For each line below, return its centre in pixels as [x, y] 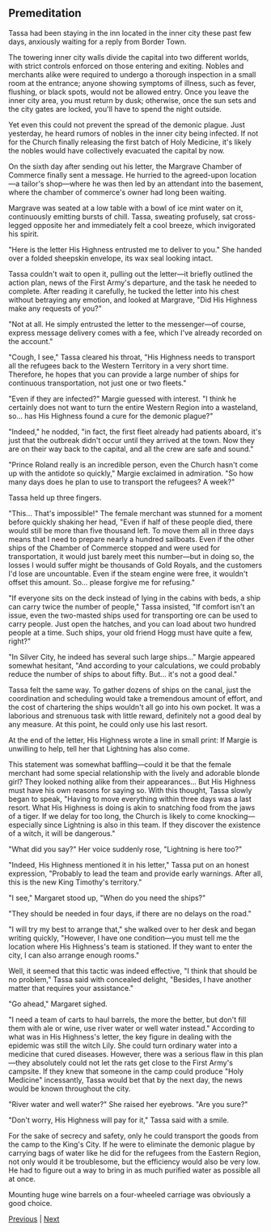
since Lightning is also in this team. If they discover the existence [152, 825]
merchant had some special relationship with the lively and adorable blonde [134, 773]
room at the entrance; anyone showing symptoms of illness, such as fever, [132, 83]
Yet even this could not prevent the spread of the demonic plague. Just [127, 124]
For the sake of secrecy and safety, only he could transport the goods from [133, 1135]
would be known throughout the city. [70, 1088]
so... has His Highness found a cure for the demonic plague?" [111, 416]
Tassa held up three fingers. [55, 498]
